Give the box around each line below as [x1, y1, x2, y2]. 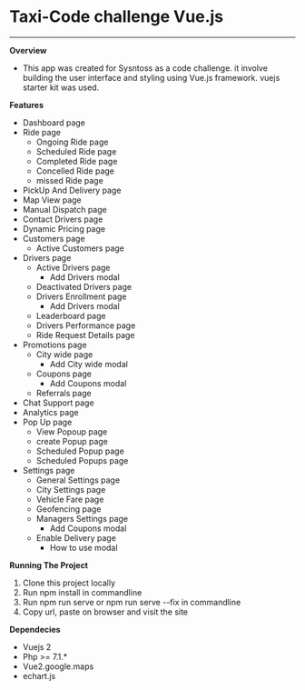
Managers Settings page [35, 513, 129, 524]
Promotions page [22, 339, 88, 350]
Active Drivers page [35, 262, 111, 273]
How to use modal [49, 542, 118, 553]
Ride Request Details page [35, 329, 135, 340]
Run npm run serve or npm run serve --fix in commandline [22, 596, 241, 607]
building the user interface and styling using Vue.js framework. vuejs [22, 72, 280, 83]
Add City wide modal [49, 358, 129, 369]
